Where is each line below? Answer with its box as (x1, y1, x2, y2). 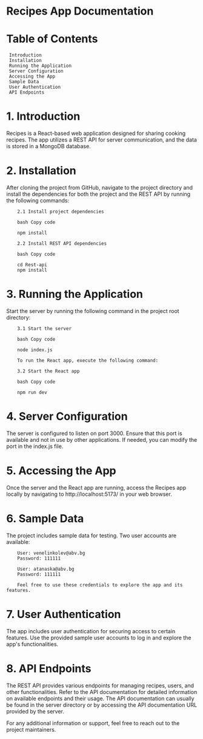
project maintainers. (6, 726, 56, 733)
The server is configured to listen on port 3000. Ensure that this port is (6, 430, 183, 437)
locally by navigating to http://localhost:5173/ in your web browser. (6, 490, 173, 498)
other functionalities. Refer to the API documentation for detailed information (6, 688, 198, 695)
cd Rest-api (17, 262, 47, 268)
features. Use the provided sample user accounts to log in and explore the (6, 634, 191, 641)
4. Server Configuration (6, 410, 128, 424)
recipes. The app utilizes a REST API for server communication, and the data (6, 136, 197, 143)
